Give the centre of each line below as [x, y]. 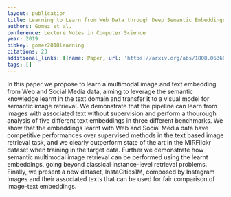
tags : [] [20, 65]
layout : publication [37, 13]
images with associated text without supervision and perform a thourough [112, 113]
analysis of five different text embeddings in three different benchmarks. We [115, 120]
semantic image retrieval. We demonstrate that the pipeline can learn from [112, 106]
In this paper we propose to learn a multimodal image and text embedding [112, 84]
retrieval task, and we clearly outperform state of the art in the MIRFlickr [109, 142]
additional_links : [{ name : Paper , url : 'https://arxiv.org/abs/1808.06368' [118, 58]
